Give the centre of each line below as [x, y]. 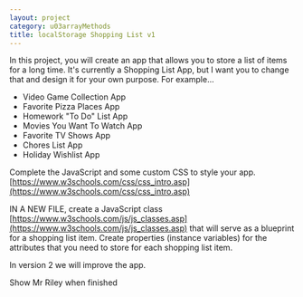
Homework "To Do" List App [75, 116]
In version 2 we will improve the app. [78, 265]
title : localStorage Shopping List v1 [82, 34]
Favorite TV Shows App [66, 136]
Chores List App [52, 145]
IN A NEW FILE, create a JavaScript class [86, 209]
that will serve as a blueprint [242, 228]
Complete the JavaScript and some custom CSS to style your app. [133, 172]
